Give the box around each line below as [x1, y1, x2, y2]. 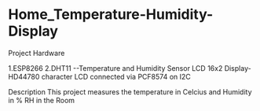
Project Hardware [8, 48, 65, 57]
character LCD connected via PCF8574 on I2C [41, 72, 191, 81]
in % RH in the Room [8, 95, 75, 105]
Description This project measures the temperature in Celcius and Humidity [8, 87, 253, 96]
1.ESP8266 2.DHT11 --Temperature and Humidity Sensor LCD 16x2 [8, 63, 223, 72]
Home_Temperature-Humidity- [8, 6, 214, 24]
